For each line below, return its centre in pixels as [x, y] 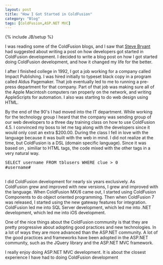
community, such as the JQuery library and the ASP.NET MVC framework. [79, 243]
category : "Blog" [23, 19]
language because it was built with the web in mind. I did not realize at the [79, 138]
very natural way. [22, 153]
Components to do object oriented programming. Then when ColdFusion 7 [80, 197]
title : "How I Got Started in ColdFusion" [49, 14]
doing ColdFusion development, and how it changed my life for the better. [79, 62]
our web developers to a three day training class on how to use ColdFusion [80, 122]
